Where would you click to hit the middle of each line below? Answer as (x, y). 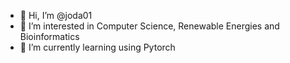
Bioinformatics (49, 36)
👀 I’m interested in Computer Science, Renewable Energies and (149, 26)
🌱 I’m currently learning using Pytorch (97, 47)
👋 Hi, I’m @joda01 (56, 15)
